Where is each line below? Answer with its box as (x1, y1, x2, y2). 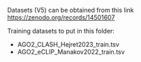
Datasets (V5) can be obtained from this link (7, 6, 134, 14)
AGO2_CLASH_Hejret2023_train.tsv (17, 40, 120, 48)
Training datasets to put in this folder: (7, 27, 115, 35)
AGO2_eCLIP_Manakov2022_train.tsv (17, 48, 125, 56)
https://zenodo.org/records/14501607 (7, 13, 115, 22)
